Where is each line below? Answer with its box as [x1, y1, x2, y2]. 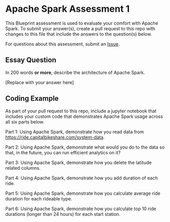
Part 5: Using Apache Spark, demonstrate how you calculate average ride [5, 190, 160, 196]
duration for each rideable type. [5, 195, 73, 201]
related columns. [5, 165, 41, 171]
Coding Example [5, 94, 59, 103]
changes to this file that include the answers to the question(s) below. [5, 31, 152, 37]
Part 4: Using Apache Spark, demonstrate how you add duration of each [5, 175, 158, 181]
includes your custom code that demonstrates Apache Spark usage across [5, 113, 163, 119]
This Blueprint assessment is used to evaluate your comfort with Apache [5, 20, 159, 26]
